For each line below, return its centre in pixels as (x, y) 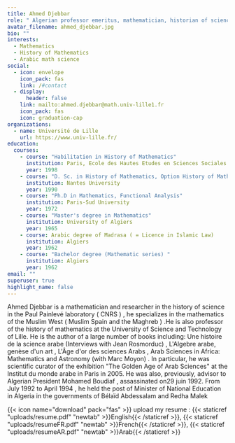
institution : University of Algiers (79, 222)
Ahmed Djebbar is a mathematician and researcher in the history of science (116, 307)
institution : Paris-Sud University (78, 203)
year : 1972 (42, 209)
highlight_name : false (40, 287)
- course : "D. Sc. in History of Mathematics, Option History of (117, 176)
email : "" (22, 274)
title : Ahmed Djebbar (39, 14)
